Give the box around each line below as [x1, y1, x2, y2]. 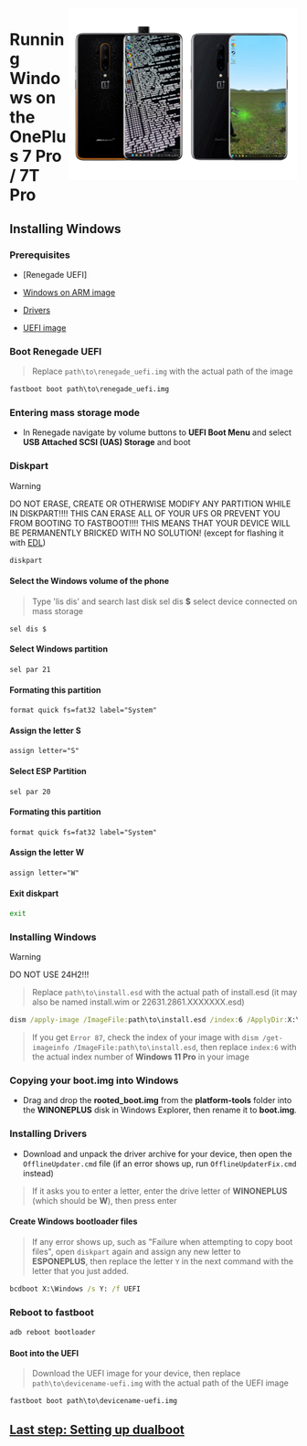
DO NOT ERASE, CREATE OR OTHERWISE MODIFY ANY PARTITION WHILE [9, 498, 291, 509]
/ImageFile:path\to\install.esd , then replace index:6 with [72, 1042, 297, 1053]
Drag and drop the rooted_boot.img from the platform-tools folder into [22, 1095, 292, 1106]
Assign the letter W [9, 847, 85, 858]
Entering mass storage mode [9, 406, 140, 419]
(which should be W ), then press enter [31, 1195, 177, 1206]
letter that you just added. [31, 1265, 130, 1276]
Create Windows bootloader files [9, 1216, 138, 1227]
